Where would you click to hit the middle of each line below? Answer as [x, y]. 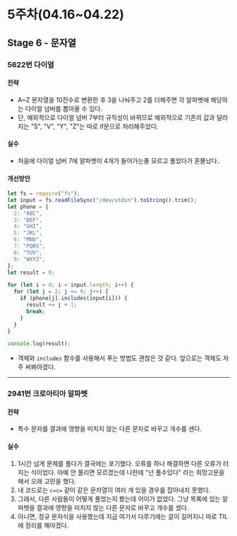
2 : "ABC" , [28, 213]
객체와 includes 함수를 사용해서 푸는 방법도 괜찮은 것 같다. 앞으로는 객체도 [120, 358]
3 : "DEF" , [28, 220]
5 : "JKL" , [28, 233]
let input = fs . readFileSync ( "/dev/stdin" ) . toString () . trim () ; [102, 200]
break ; [36, 311]
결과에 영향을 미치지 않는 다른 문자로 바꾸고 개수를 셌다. [113, 507]
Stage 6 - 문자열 [42, 43]
